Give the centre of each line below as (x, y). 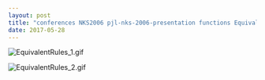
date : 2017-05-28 (37, 30)
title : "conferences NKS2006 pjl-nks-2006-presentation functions (119, 23)
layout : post (30, 15)
